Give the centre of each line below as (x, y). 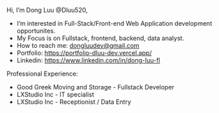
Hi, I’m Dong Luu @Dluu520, (47, 10)
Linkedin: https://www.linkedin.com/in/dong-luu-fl (88, 60)
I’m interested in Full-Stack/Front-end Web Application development (114, 23)
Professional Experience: (42, 73)
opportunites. (36, 31)
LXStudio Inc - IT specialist (55, 94)
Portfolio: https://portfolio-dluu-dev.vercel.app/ (84, 53)
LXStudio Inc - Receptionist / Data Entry (74, 102)
